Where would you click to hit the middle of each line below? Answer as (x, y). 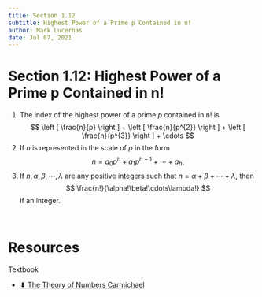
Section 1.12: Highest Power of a (115, 76)
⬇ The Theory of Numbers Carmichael (82, 284)
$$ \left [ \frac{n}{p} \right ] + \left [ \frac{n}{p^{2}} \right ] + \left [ (138, 128)
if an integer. (40, 200)
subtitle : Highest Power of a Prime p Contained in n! (100, 23)
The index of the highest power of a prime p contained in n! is (119, 115)
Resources (44, 247)
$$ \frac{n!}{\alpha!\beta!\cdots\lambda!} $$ (138, 188)
